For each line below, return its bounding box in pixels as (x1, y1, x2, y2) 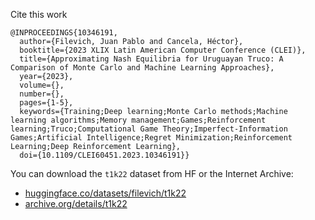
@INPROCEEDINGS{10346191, (10, 28, 118, 38)
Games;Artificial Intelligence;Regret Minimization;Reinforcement (10, 133, 293, 143)
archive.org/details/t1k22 (24, 198, 128, 209)
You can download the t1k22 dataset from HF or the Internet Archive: (10, 168, 294, 179)
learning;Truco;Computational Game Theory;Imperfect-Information (10, 124, 288, 134)
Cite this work (10, 9, 68, 20)
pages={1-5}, (19, 98, 74, 108)
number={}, (19, 89, 65, 99)
